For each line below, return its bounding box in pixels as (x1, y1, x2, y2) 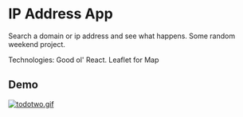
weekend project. (8, 39, 66, 49)
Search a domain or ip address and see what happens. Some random (8, 31, 236, 41)
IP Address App (8, 5, 113, 23)
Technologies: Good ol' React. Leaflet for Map (8, 55, 159, 64)
